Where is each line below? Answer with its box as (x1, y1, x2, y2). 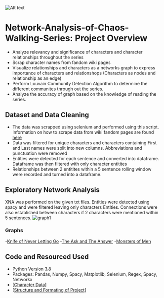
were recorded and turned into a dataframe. (12, 171, 102, 177)
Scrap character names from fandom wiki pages (12, 60, 111, 65)
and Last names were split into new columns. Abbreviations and (12, 145, 142, 151)
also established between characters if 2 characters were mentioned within (5, 209, 159, 215)
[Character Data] (12, 282, 47, 288)
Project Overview (75, 33, 148, 44)
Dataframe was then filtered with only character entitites (12, 161, 127, 167)
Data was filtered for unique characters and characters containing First (12, 139, 157, 146)
